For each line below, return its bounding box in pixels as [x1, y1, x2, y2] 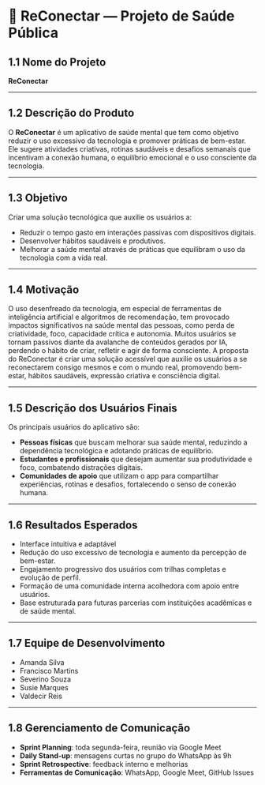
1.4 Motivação [8, 284, 80, 297]
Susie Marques [19, 682, 69, 692]
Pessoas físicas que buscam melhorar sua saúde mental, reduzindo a [19, 438, 248, 447]
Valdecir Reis [19, 691, 63, 700]
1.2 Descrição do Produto [8, 107, 135, 120]
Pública [8, 24, 59, 42]
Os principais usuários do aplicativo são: [8, 423, 140, 432]
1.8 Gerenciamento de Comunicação [8, 722, 191, 735]
